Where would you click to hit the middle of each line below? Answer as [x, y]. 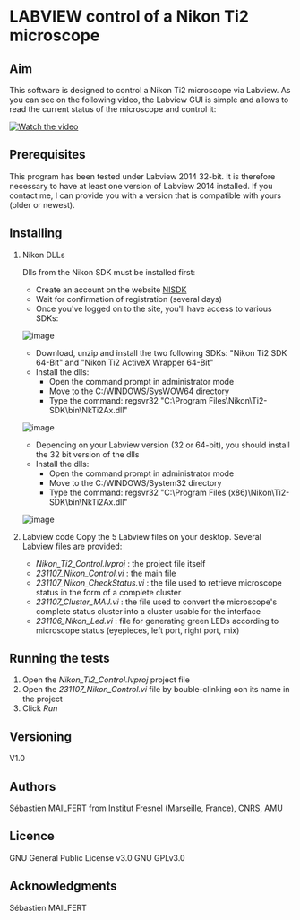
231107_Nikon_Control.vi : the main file [106, 573]
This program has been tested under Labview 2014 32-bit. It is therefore [142, 176]
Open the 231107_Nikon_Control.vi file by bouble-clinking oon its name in [156, 690]
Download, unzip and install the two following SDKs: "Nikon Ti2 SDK [161, 352]
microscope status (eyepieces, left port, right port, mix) [137, 630]
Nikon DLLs [43, 255]
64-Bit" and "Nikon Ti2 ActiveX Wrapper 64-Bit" [124, 362]
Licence [32, 836]
